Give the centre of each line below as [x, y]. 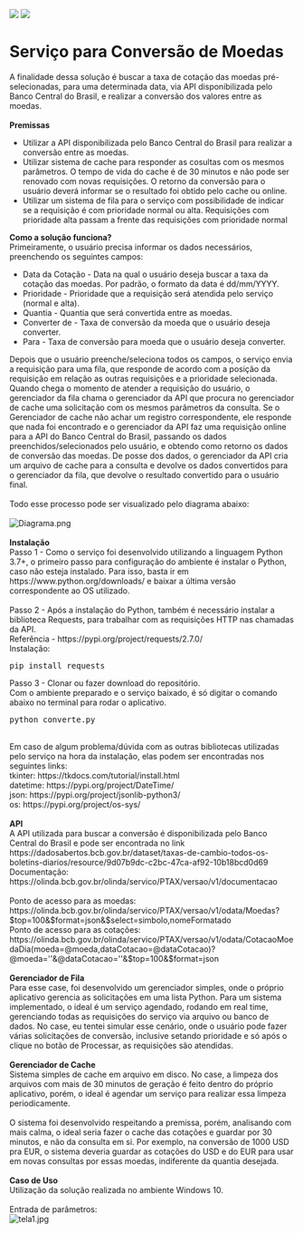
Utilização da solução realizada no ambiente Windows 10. [117, 1189]
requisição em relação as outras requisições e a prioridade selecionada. [143, 378]
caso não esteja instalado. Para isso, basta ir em [99, 571]
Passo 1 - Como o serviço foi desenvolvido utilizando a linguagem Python [146, 552]
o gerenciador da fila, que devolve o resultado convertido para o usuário [144, 475]
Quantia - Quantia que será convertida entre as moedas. [127, 312]
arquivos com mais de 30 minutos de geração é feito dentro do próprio [142, 1083]
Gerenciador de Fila [47, 978]
